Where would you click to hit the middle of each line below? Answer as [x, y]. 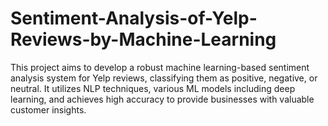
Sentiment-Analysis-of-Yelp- [134, 18]
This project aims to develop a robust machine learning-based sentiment [160, 67]
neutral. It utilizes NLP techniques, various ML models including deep [153, 88]
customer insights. [48, 109]
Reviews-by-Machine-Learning [143, 39]
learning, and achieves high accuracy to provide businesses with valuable [162, 99]
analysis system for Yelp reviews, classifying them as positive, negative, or [164, 78]
